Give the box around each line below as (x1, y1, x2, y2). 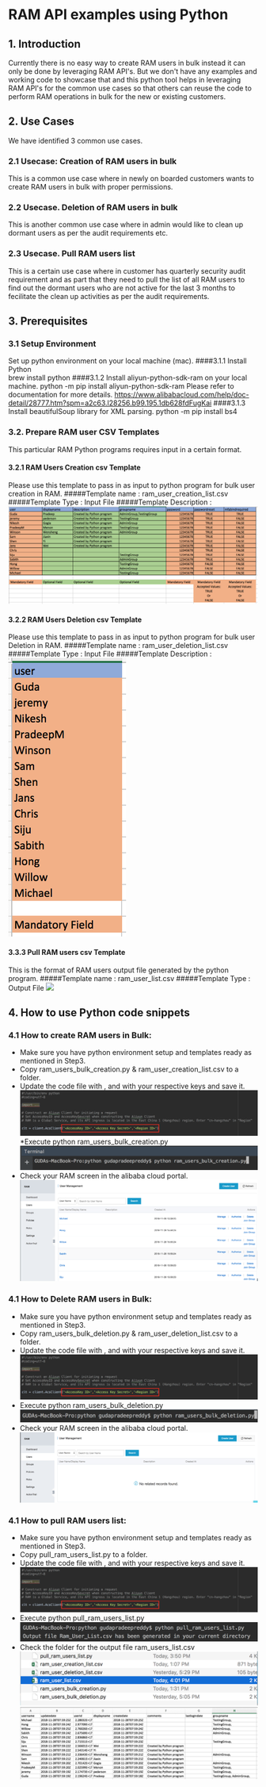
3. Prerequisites (8, 315, 89, 328)
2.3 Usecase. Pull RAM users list (8, 248, 136, 259)
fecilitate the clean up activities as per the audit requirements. (8, 291, 210, 301)
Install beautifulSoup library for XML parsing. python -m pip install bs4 (8, 407, 237, 416)
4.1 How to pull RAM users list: (8, 1515, 127, 1526)
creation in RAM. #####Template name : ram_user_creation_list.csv (8, 489, 229, 498)
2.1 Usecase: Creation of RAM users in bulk (8, 155, 177, 167)
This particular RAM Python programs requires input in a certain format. (8, 444, 242, 454)
